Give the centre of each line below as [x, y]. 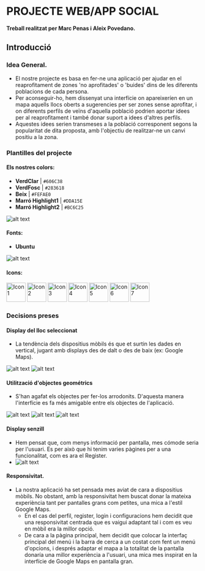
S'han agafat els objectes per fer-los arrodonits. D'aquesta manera [99, 396]
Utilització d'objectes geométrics [50, 383]
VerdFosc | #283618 [40, 187]
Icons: [14, 272]
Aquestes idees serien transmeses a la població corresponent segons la [106, 124]
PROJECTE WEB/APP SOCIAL [83, 11]
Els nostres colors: [31, 167]
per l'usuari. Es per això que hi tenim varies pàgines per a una [93, 449]
